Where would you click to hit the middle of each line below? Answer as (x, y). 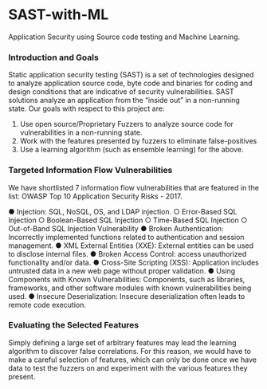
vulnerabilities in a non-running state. (81, 132)
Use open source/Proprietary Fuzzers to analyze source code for (126, 124)
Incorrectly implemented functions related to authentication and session (126, 237)
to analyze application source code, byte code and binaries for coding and (130, 83)
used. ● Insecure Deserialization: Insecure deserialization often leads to (127, 296)
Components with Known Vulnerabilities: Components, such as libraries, (127, 279)
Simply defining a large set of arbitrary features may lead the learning (122, 342)
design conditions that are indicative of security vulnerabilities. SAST (122, 92)
